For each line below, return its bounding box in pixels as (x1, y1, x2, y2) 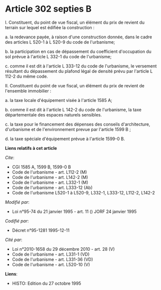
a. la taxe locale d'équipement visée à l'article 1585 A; (5, 97, 113, 103)
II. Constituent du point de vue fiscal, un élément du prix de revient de (5, 82, 145, 88)
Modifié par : (5, 199, 30, 205)
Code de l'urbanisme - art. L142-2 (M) (12, 174, 88, 180)
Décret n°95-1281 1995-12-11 (12, 227, 70, 233)
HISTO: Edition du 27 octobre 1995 (12, 280, 81, 286)
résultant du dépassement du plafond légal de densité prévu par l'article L (5, 68, 153, 74)
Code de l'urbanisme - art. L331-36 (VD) (12, 256, 93, 262)
